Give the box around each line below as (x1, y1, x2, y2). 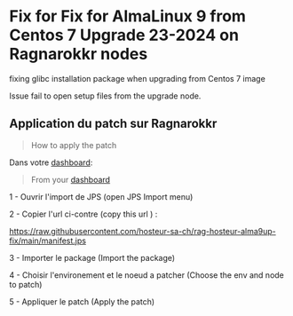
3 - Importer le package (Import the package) (9, 252, 176, 263)
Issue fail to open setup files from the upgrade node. (9, 91, 202, 101)
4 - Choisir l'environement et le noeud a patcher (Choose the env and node (9, 269, 284, 280)
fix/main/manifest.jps (9, 235, 87, 246)
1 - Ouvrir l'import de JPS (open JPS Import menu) (9, 191, 194, 201)
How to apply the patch (30, 139, 117, 150)
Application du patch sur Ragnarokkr (9, 116, 218, 131)
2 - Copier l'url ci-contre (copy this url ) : (9, 209, 158, 219)
